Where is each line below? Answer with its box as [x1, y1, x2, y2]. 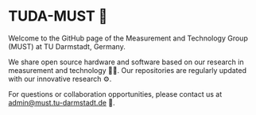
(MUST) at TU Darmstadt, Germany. [8, 41, 126, 51]
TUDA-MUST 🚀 [8, 7, 108, 25]
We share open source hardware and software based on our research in [8, 57, 244, 67]
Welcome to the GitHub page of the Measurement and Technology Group [8, 33, 248, 43]
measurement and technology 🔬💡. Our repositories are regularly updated [8, 65, 247, 75]
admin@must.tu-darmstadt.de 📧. [8, 98, 115, 107]
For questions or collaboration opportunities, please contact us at [8, 89, 223, 98]
